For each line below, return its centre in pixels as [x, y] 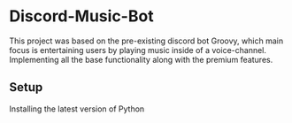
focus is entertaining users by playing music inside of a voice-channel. [138, 50]
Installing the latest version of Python [77, 109]
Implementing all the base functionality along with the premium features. [141, 59]
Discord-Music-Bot [81, 16]
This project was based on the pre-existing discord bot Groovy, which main [146, 41]
